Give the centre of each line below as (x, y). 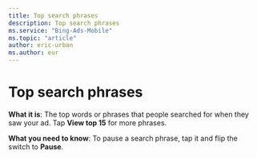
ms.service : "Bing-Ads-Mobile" (60, 30)
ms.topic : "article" (43, 38)
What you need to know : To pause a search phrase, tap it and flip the (123, 138)
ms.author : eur (34, 53)
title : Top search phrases (53, 16)
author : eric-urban (41, 45)
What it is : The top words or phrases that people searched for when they (129, 114)
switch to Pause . (36, 146)
